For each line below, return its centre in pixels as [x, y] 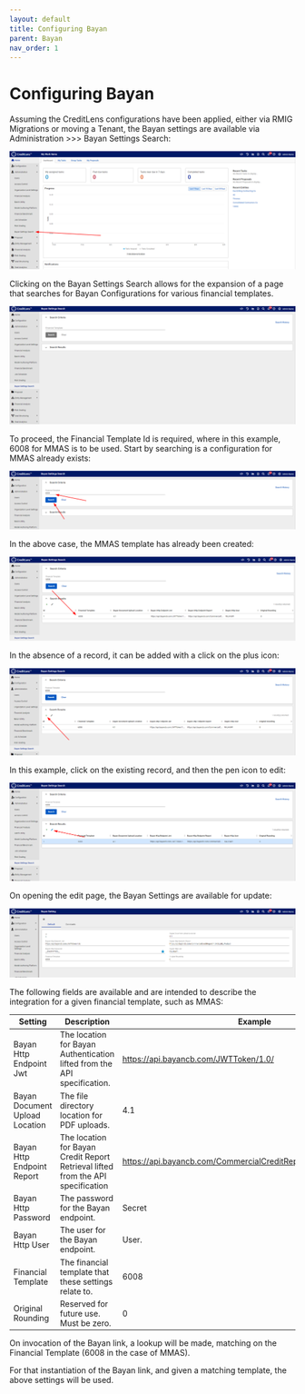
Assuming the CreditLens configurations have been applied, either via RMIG [151, 119]
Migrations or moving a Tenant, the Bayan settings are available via [135, 129]
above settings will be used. [62, 1380]
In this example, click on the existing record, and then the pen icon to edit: [148, 770]
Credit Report [85, 1156]
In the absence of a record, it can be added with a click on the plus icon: [144, 655]
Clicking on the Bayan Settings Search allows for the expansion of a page [147, 284]
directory [77, 1105]
